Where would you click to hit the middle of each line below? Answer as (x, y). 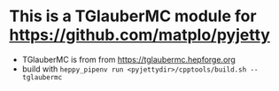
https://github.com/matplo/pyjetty (139, 35)
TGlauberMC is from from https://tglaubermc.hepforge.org (129, 59)
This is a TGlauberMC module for (133, 16)
